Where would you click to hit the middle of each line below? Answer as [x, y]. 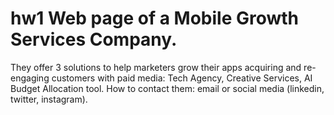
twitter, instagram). [49, 99]
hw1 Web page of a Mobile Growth [155, 18]
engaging [30, 78]
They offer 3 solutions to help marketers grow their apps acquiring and [156, 67]
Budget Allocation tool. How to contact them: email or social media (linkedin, [167, 88]
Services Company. [94, 39]
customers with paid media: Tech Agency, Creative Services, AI [182, 78]
